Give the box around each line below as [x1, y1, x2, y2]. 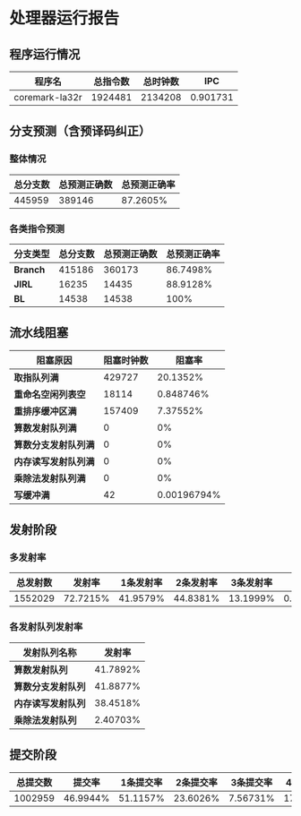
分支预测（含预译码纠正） [9, 124, 150, 139]
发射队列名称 [22, 646, 78, 658]
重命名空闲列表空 [13, 388, 87, 400]
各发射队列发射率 [9, 621, 83, 633]
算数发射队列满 [13, 422, 78, 434]
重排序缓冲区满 [13, 405, 78, 417]
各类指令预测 [9, 222, 65, 235]
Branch [13, 263, 46, 276]
